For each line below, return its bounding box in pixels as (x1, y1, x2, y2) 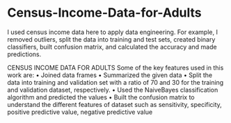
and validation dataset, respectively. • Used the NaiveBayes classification (7, 85, 218, 94)
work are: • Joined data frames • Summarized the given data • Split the (7, 71, 213, 79)
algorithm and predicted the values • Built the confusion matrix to (7, 92, 195, 101)
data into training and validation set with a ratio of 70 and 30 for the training (7, 78, 224, 86)
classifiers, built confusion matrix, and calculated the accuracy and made (7, 42, 217, 51)
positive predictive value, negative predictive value (7, 108, 153, 116)
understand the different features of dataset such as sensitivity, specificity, (7, 100, 223, 108)
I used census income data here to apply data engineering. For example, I (7, 28, 218, 36)
